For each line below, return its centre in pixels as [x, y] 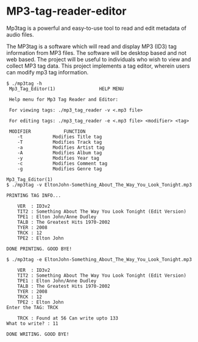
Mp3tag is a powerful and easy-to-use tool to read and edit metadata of [97, 28]
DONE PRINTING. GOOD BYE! [39, 249]
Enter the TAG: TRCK [33, 307]
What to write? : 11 [33, 323]
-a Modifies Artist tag [61, 148]
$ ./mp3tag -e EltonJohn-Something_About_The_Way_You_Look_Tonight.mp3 [99, 259]
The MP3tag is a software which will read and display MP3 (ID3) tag [91, 46]
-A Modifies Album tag [60, 153]
